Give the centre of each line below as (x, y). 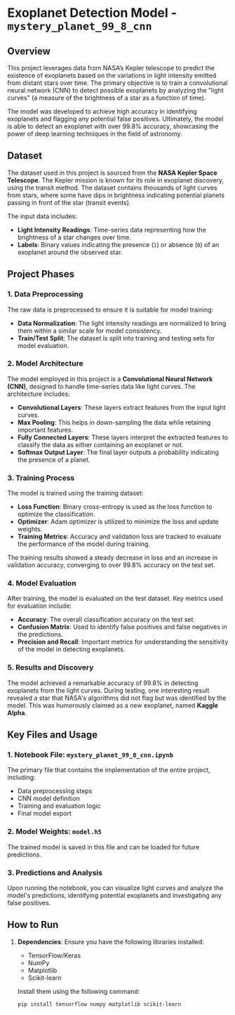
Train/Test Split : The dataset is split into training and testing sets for (116, 338)
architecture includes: (39, 394)
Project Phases (41, 274)
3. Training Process (41, 477)
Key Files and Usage (53, 735)
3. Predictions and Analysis (55, 873)
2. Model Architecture (45, 364)
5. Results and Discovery (51, 668)
